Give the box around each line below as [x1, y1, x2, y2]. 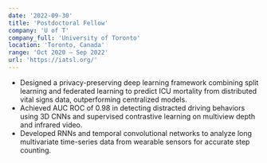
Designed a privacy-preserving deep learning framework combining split [19, 77, 259, 87]
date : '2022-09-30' [8, 11, 73, 20]
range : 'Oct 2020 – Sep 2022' [8, 49, 109, 56]
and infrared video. [19, 120, 83, 130]
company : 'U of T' [8, 26, 69, 34]
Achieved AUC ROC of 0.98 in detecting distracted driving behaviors [19, 103, 245, 112]
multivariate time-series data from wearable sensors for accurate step [19, 137, 250, 146]
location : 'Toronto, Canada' [8, 41, 105, 49]
